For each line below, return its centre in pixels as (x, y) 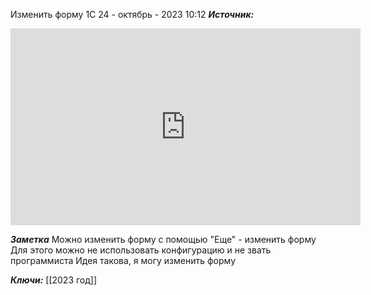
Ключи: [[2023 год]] (54, 280)
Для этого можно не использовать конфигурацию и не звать (141, 250)
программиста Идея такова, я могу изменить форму (123, 260)
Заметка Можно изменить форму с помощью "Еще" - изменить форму (163, 239)
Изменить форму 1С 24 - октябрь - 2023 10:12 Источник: (132, 14)
